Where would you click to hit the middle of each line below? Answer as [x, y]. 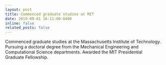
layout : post [19, 10]
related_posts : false [28, 28]
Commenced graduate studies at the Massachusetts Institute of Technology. [83, 42]
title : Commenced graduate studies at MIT [50, 14]
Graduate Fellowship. [27, 57]
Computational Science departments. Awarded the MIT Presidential [74, 52]
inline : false [20, 23]
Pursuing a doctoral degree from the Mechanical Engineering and [72, 47]
